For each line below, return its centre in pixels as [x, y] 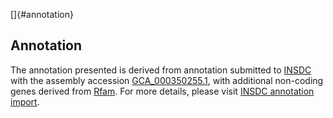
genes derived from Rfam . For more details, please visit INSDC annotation [162, 91]
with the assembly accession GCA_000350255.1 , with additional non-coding [167, 80]
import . [25, 101]
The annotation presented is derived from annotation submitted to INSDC [161, 70]
